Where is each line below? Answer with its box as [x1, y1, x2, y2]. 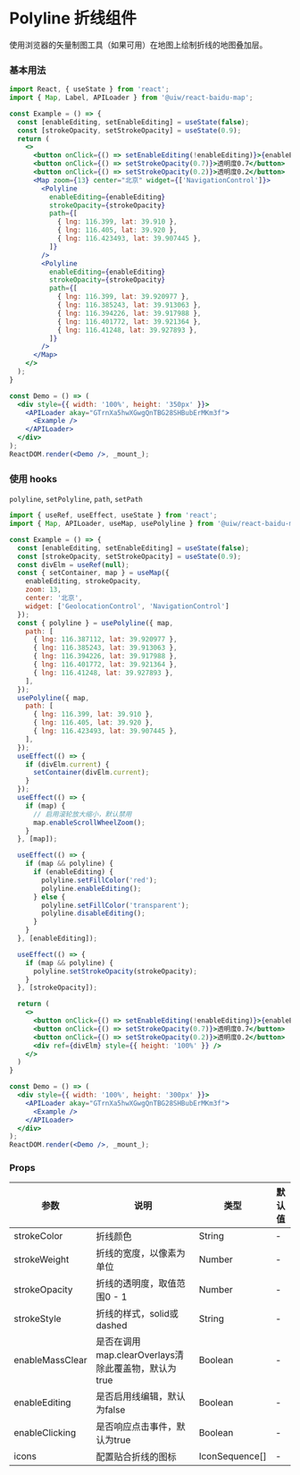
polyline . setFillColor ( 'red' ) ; [41, 876, 158, 885]
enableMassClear [13, 1354, 87, 1367]
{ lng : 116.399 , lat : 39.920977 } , [56, 292, 190, 301]
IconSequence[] [198, 1450, 267, 1462]
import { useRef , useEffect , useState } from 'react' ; [9, 511, 218, 520]
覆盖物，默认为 [113, 1362, 177, 1375]
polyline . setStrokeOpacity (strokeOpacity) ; [32, 967, 198, 976]
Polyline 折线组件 [9, 8, 137, 29]
